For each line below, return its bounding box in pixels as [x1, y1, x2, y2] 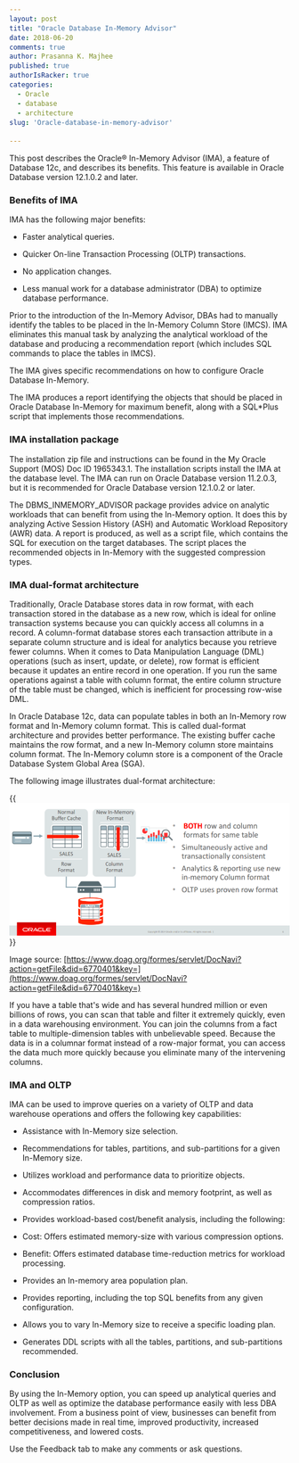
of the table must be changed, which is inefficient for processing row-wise [9, 684, 283, 695]
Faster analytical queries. [21, 232, 116, 243]
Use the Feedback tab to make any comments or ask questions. [9, 1443, 243, 1454]
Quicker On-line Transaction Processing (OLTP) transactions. [21, 249, 246, 260]
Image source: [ [9, 954, 67, 964]
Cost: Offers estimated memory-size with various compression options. [21, 1231, 285, 1242]
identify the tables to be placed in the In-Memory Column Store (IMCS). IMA [9, 319, 287, 330]
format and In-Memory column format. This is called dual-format [9, 721, 246, 731]
